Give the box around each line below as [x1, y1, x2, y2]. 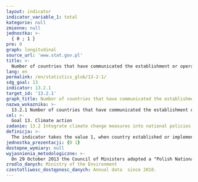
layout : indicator [6, 8, 51, 15]
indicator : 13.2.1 [6, 85, 51, 91]
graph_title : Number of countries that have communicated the [6, 96, 162, 102]
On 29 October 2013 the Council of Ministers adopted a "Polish [11, 156, 173, 162]
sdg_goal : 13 [6, 80, 38, 86]
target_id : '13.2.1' [6, 90, 57, 96]
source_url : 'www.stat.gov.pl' [6, 52, 83, 58]
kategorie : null [6, 19, 46, 25]
